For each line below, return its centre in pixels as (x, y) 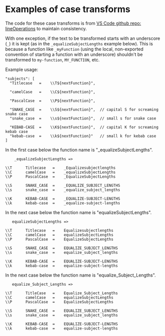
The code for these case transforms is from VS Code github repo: (73, 23)
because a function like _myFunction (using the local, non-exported (74, 49)
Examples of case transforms (68, 9)
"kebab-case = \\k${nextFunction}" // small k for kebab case (83, 136)
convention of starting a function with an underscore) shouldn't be (74, 54)
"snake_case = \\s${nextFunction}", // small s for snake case (83, 118)
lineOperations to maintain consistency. (46, 28)
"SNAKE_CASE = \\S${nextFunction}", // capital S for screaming (84, 109)
